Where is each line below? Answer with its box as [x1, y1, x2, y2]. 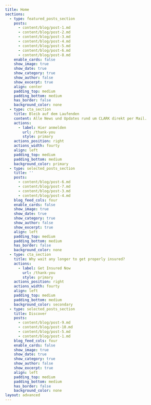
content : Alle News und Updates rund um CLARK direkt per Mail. [14, 116, 147, 121]
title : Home [5, 7, 29, 12]
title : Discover [14, 311, 47, 316]
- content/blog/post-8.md [18, 52, 71, 58]
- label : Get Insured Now [18, 265, 71, 271]
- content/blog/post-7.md [18, 184, 71, 189]
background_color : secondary [14, 302, 73, 307]
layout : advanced [5, 393, 40, 398]
